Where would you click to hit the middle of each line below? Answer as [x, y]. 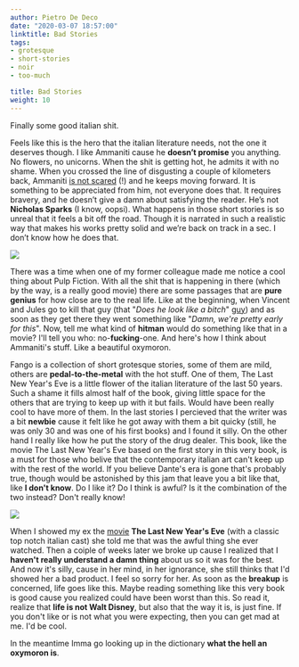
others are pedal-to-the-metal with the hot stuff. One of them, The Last [142, 374]
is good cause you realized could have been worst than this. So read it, [140, 597]
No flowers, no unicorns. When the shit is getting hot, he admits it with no [145, 161]
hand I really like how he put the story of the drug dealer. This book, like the [149, 440]
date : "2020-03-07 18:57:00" [64, 26]
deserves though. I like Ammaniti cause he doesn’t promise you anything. [145, 152]
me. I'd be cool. [39, 626]
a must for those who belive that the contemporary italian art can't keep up [147, 459]
